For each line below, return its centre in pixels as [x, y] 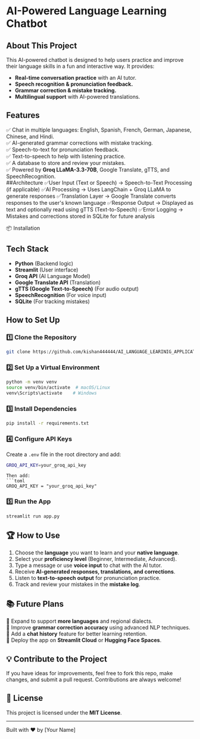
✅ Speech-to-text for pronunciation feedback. [63, 149]
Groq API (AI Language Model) [52, 276]
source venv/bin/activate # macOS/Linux [58, 388]
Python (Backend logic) [44, 263]
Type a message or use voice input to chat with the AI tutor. [88, 565]
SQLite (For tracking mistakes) [52, 301]
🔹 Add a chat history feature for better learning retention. [77, 634]
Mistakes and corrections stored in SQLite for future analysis [80, 216]
